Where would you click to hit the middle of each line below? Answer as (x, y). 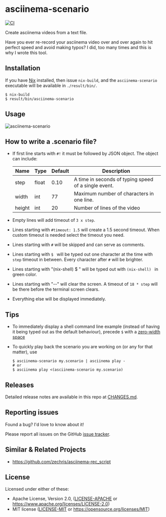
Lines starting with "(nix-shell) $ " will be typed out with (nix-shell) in (85, 269)
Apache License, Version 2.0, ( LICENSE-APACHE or (65, 499)
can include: (25, 159)
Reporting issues (32, 413)
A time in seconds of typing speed (114, 180)
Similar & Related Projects (46, 450)
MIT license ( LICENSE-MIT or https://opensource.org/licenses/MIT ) (81, 509)
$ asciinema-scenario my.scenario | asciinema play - (69, 361)
